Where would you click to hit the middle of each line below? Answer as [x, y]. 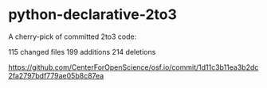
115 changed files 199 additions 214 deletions [82, 52]
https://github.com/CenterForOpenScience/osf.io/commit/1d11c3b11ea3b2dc [133, 67]
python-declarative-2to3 [93, 15]
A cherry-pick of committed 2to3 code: [73, 36]
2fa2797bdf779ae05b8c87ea [56, 75]
